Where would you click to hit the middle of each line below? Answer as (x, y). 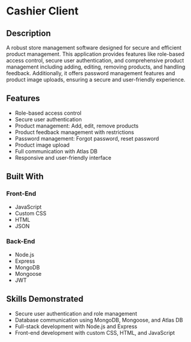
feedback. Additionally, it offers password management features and (91, 73)
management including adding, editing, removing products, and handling (96, 67)
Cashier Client (43, 11)
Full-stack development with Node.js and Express (76, 326)
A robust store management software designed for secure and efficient (94, 47)
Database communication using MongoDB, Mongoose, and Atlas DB (99, 320)
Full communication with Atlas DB (56, 151)
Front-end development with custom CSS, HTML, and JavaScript (95, 332)
